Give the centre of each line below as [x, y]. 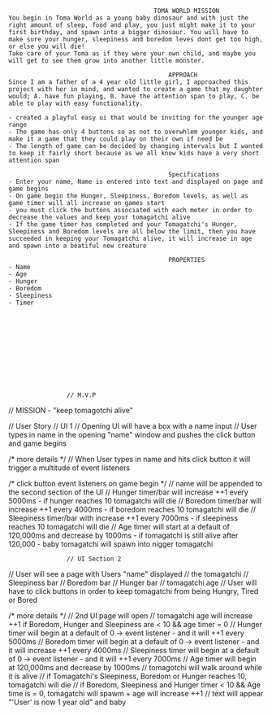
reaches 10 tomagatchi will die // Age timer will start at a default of [119, 527]
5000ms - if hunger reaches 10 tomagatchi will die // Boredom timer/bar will [135, 501]
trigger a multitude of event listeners [69, 468]
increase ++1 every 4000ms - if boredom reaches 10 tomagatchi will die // [132, 509]
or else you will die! [47, 46]
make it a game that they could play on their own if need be [116, 139]
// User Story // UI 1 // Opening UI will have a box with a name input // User [133, 426]
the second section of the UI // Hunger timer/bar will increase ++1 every [129, 492]
